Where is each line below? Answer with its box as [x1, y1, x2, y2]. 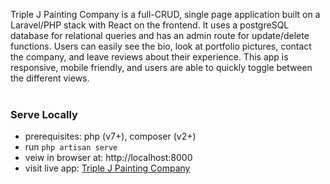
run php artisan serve [24, 141, 118, 153]
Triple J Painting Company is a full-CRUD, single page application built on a [10, 9, 321, 20]
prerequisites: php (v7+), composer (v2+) [24, 130, 197, 143]
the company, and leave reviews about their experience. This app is [10, 51, 289, 63]
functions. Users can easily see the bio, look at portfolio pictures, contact [10, 40, 312, 52]
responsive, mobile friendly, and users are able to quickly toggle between [10, 62, 313, 73]
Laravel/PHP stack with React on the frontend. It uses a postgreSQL [10, 19, 290, 31]
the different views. [10, 72, 90, 84]
